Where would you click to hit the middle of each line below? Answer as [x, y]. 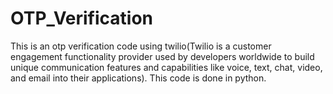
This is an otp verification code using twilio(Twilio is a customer [141, 46]
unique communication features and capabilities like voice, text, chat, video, [166, 67]
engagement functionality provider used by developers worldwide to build [162, 56]
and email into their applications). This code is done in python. [138, 78]
